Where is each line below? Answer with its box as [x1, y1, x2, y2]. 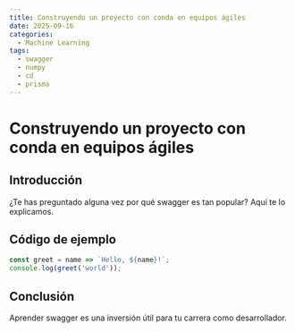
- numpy [17, 64, 46, 72]
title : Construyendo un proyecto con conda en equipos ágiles [9, 13, 246, 22]
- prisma [17, 80, 50, 89]
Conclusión [9, 288, 75, 304]
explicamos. [9, 206, 54, 217]
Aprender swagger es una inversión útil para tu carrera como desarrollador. [9, 312, 288, 323]
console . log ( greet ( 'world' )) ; [9, 264, 122, 273]
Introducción [9, 173, 83, 188]
